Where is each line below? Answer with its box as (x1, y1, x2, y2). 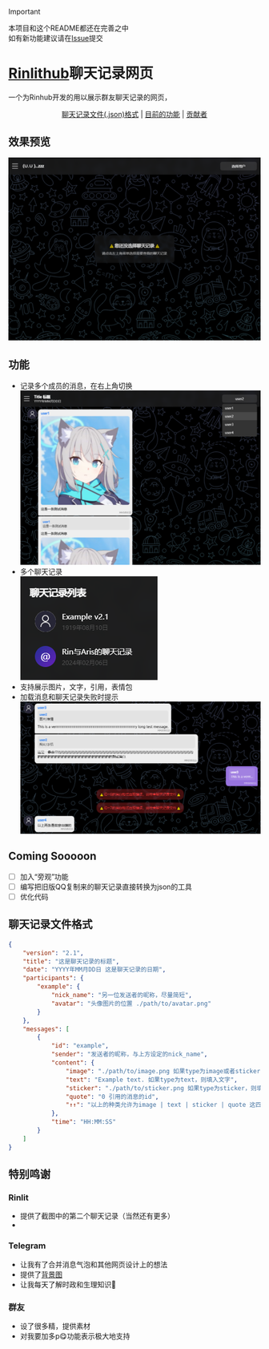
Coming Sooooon (8, 850, 97, 863)
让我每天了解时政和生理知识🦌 (19, 1279, 116, 1289)
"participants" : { (22, 974, 84, 983)
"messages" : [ (22, 1025, 70, 1033)
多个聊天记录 (19, 567, 62, 576)
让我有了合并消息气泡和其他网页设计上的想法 (19, 1259, 168, 1269)
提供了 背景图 (19, 1270, 62, 1279)
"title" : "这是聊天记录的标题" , (22, 957, 120, 965)
